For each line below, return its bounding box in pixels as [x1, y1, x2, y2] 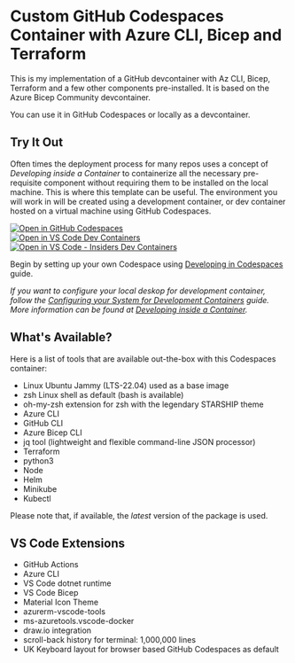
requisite [10, 177, 43, 188]
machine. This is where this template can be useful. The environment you [10, 186, 278, 197]
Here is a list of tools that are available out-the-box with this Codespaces [10, 353, 276, 364]
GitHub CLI [22, 417, 64, 428]
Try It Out [10, 135, 64, 150]
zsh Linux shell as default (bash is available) [22, 389, 184, 400]
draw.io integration [22, 625, 92, 636]
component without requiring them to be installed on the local [43, 177, 268, 188]
